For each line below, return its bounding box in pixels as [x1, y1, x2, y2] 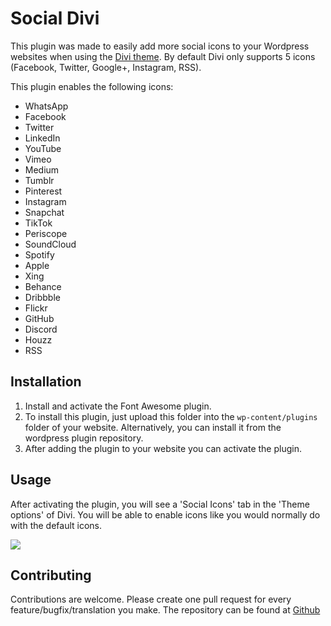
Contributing [10, 567, 92, 584]
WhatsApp [24, 100, 69, 112]
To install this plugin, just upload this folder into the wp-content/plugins [24, 410, 318, 422]
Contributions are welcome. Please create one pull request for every [10, 593, 292, 606]
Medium [24, 163, 60, 176]
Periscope [24, 227, 68, 239]
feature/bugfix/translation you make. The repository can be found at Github [10, 604, 321, 616]
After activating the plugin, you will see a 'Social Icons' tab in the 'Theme [10, 498, 310, 510]
